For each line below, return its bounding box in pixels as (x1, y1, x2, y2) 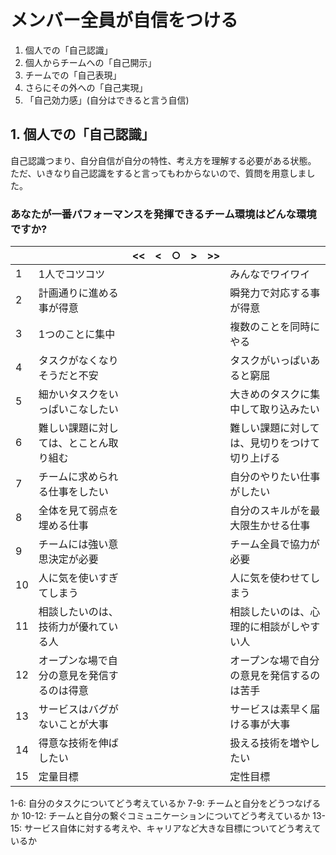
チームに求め (38, 470, 99, 484)
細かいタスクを (38, 387, 109, 401)
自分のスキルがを (229, 504, 311, 518)
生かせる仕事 (249, 519, 311, 533)
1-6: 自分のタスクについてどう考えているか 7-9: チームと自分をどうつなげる (10, 797, 322, 810)
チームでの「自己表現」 (24, 69, 122, 81)
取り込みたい (259, 402, 320, 416)
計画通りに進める (38, 286, 119, 300)
